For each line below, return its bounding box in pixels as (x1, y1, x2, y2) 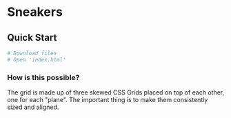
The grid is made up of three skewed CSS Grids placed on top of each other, (7, 88, 225, 97)
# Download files (7, 50, 57, 57)
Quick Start (7, 32, 57, 43)
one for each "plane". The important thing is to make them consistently (7, 96, 208, 104)
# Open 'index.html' (7, 56, 67, 63)
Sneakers (7, 4, 63, 20)
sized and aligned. (7, 103, 59, 111)
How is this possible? (7, 72, 80, 82)
